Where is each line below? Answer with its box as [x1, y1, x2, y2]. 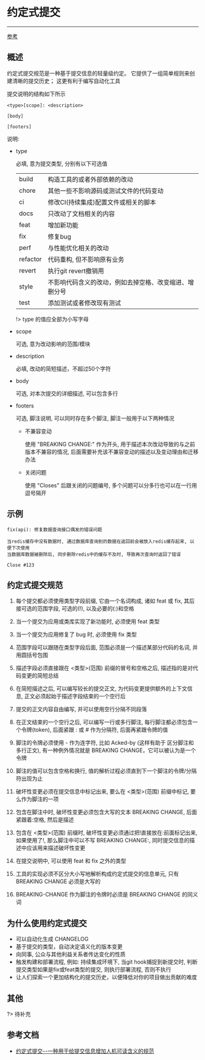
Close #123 [7, 562, 35, 568]
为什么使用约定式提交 [7, 918, 87, 928]
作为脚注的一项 [21, 795, 59, 803]
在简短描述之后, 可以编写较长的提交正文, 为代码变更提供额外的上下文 [15, 685, 187, 692]
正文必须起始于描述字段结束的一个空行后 [24, 693, 126, 700]
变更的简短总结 [21, 672, 59, 679]
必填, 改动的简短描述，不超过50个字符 [15, 365, 111, 372]
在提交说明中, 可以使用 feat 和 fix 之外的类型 [15, 858, 127, 865]
